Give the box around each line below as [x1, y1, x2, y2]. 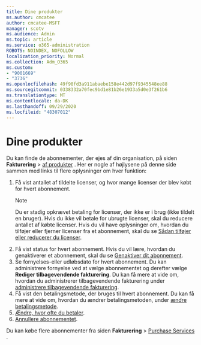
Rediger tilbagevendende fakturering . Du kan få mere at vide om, [14, 271, 179, 279]
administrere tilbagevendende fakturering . [14, 284, 119, 291]
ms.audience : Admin [6, 31, 55, 37]
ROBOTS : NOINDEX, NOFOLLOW [6, 48, 74, 54]
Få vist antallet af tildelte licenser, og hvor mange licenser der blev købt [14, 179, 191, 186]
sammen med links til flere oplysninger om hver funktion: [6, 167, 147, 174]
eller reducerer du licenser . [14, 234, 82, 241]
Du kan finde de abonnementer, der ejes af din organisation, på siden [6, 155, 178, 162]
